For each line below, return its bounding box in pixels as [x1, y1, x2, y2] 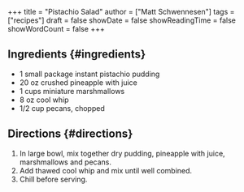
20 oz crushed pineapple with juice [19, 77, 137, 87]
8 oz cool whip [19, 95, 70, 105]
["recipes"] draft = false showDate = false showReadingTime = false [7, 15, 237, 25]
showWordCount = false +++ [7, 24, 105, 33]
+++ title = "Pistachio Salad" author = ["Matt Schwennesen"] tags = [7, 7, 235, 16]
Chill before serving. [19, 174, 88, 184]
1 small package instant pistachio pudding [19, 69, 160, 79]
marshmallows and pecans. [19, 157, 111, 167]
